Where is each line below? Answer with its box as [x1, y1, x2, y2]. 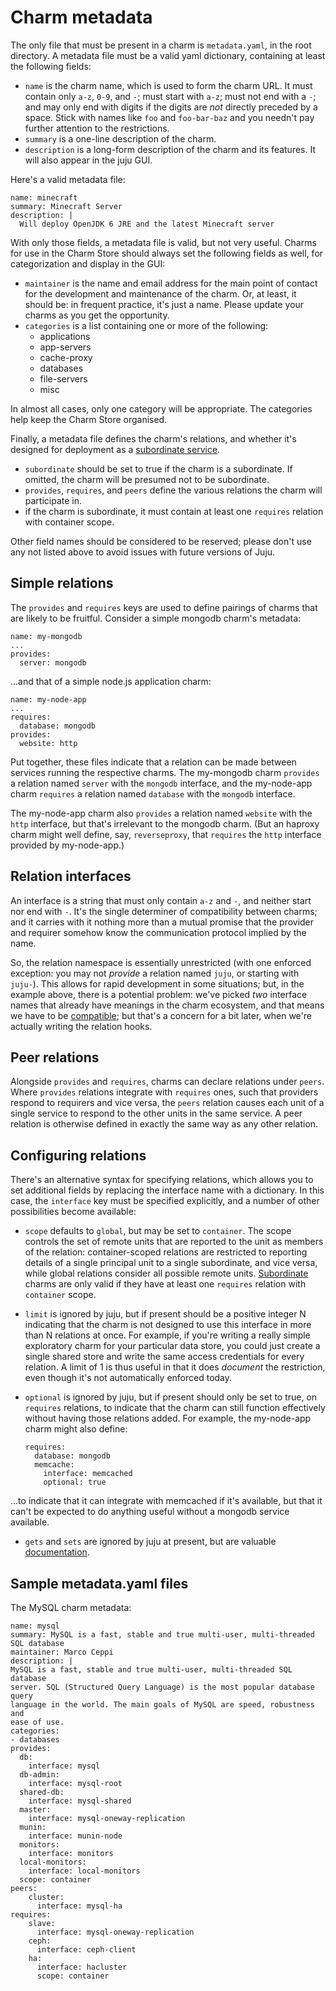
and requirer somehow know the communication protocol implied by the [10, 926, 307, 938]
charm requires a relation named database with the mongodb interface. [10, 787, 296, 800]
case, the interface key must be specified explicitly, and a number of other [10, 1195, 320, 1207]
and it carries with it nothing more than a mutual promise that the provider [10, 916, 315, 928]
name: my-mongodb [10, 631, 83, 641]
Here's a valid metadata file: [10, 173, 126, 185]
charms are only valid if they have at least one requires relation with [24, 1278, 307, 1290]
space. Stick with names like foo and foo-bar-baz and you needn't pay [24, 111, 315, 123]
